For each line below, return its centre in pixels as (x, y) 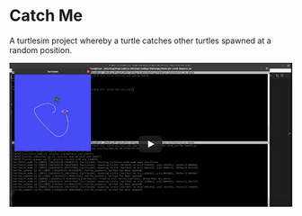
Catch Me (46, 16)
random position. (40, 49)
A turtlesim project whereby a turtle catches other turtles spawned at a (140, 40)
